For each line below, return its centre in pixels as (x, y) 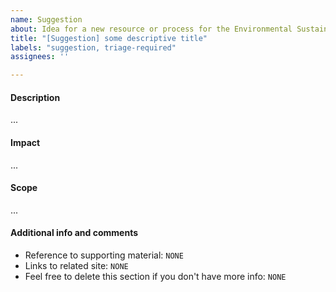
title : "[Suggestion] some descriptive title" (109, 38)
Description (35, 97)
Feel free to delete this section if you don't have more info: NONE (155, 276)
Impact (25, 142)
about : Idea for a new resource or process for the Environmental (151, 29)
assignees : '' (40, 57)
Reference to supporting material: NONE (104, 255)
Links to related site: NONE (76, 265)
